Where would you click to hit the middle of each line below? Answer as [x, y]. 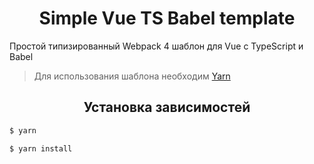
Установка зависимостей [167, 107]
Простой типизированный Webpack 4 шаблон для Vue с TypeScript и [156, 46]
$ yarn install [41, 148]
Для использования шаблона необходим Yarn [132, 76]
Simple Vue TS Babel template [167, 18]
